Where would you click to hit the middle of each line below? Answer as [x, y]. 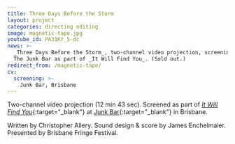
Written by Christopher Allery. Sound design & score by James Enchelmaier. [116, 125]
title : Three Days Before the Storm [60, 14]
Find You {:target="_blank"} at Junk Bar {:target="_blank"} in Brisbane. [107, 112]
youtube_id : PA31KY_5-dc [43, 40]
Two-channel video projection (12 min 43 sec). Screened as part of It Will [113, 104]
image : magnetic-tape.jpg [45, 33]
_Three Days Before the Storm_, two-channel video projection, [107, 53]
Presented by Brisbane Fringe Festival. [63, 133]
